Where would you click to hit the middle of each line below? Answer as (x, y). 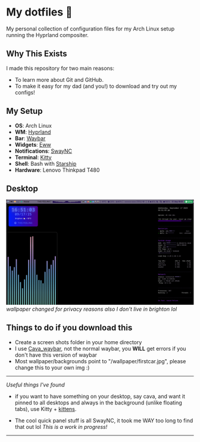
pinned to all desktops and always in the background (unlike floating (99, 403)
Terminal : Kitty (33, 157)
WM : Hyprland (33, 132)
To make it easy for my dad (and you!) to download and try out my (96, 86)
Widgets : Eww (33, 144)
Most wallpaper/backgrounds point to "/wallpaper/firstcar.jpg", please (100, 361)
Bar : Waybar (30, 138)
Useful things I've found (36, 385)
